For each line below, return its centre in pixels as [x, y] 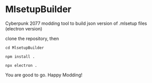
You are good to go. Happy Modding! [44, 75]
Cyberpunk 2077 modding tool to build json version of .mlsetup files [76, 23]
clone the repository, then [32, 38]
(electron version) [24, 28]
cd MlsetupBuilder [25, 48]
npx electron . [21, 65]
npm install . [20, 57]
